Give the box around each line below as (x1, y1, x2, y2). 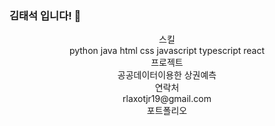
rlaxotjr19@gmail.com (122, 93, 212, 105)
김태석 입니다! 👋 (9, 8, 82, 22)
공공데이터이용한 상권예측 (117, 69, 217, 81)
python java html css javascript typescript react (68, 45, 266, 57)
